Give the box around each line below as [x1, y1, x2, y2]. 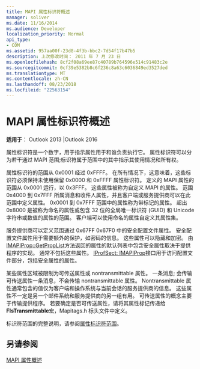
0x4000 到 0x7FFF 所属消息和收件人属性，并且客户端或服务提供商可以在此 [6, 191, 191, 198]
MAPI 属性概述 [6, 356, 42, 364]
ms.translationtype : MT [6, 70, 66, 76]
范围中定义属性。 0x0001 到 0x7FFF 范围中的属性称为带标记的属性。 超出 [6, 199, 187, 206]
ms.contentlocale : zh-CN [6, 76, 68, 82]
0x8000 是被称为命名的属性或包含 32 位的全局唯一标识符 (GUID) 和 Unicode [6, 206, 195, 213]
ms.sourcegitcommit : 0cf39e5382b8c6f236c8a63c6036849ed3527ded [6, 64, 168, 71]
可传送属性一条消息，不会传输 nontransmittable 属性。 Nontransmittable [6, 277, 185, 284]
